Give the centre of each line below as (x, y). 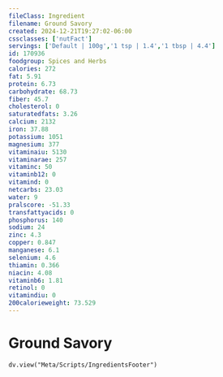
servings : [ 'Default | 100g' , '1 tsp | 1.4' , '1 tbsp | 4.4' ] (112, 46)
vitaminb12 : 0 (32, 175)
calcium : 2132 (32, 122)
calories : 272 (32, 69)
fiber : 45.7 (28, 99)
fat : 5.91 (25, 76)
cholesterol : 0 (34, 106)
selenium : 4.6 (32, 258)
